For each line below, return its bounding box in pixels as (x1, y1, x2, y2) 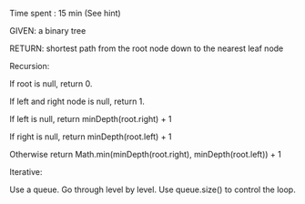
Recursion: (9, 61, 50, 71)
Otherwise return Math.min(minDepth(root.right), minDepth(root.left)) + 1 (9, 149, 282, 159)
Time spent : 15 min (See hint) (9, 8, 121, 18)
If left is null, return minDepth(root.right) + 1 (9, 114, 172, 124)
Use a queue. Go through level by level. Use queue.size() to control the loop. (9, 184, 296, 195)
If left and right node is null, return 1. (9, 96, 146, 107)
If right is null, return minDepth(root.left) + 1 (9, 131, 172, 142)
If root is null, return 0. (9, 78, 93, 89)
